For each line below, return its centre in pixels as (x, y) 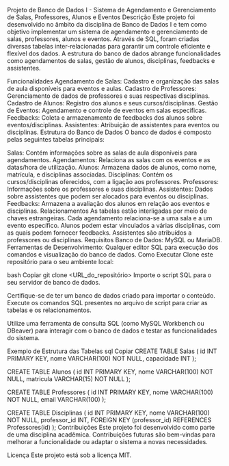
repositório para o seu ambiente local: (60, 262)
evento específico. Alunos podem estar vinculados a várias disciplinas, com (114, 225)
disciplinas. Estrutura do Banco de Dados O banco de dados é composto (109, 132)
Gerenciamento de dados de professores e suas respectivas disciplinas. (109, 96)
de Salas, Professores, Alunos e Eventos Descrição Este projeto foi (101, 17)
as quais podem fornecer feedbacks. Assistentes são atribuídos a (99, 233)
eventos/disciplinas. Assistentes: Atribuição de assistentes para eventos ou (113, 125)
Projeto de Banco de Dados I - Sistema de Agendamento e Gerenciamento (112, 10)
